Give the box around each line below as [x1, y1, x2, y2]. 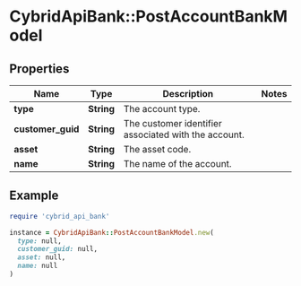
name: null [17, 262, 58, 271]
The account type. [123, 103, 201, 115]
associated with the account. [123, 128, 245, 141]
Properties [9, 61, 70, 76]
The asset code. [123, 143, 192, 155]
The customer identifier [123, 117, 222, 129]
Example [9, 188, 59, 204]
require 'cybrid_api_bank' [9, 212, 110, 221]
